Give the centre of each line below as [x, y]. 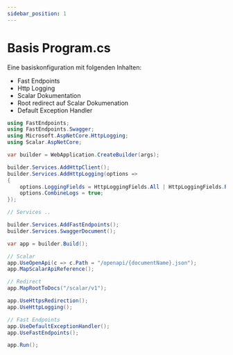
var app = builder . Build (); [48, 244]
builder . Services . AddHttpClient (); [59, 167]
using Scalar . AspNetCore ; [44, 142]
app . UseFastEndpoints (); [43, 333]
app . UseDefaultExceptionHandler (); [59, 326]
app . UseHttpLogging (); [40, 307]
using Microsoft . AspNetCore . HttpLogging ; [68, 136]
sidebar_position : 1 [37, 14]
